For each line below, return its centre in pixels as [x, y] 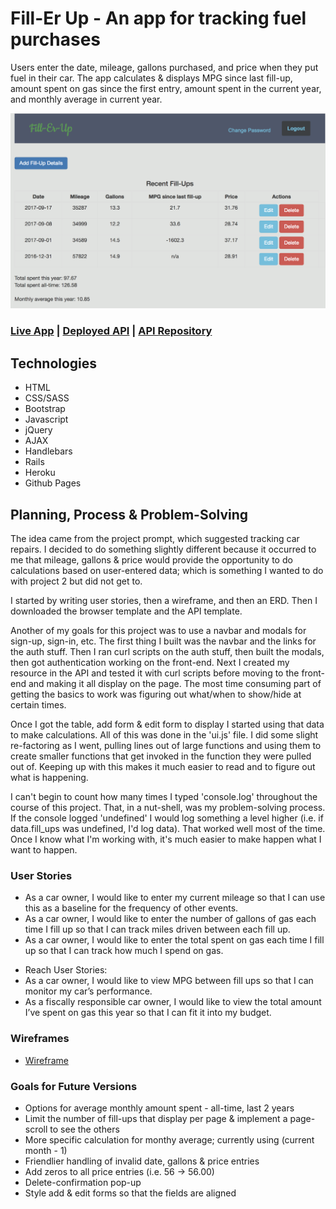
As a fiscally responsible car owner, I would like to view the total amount [173, 1002]
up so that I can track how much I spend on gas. [124, 951]
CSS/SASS [47, 398]
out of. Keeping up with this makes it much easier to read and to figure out [163, 767]
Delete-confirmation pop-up [83, 1182]
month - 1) [46, 1150]
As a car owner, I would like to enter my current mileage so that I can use [175, 898]
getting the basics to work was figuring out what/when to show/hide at [156, 694]
